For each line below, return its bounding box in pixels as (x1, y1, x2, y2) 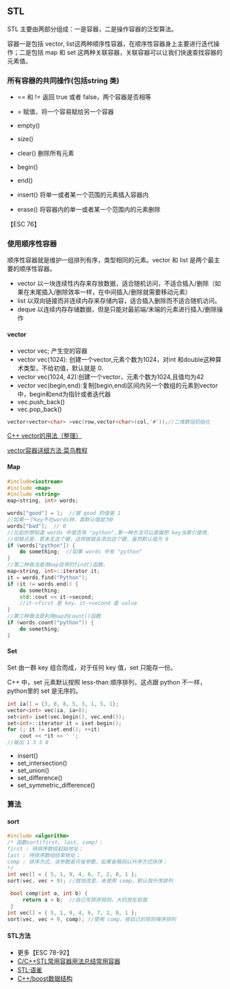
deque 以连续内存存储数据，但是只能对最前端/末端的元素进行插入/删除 (17, 305, 218, 314)
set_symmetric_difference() (17, 781, 95, 790)
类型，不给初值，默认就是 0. (23, 363, 104, 372)
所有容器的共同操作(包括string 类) (7, 75, 119, 85)
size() (17, 135, 34, 143)
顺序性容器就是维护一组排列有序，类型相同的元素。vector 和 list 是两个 (7, 256, 209, 264)
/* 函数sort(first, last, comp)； (7, 839, 104, 846)
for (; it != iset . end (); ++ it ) (7, 726, 100, 733)
